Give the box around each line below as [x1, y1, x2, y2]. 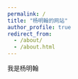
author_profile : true [7, 23, 72, 31]
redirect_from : [7, 30, 52, 38]
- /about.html [13, 43, 55, 51]
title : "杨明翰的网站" [7, 17, 68, 24]
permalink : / [7, 10, 46, 18]
